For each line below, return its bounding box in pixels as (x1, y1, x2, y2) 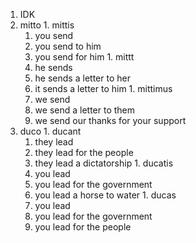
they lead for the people (34, 147, 134, 158)
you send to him (34, 40, 102, 52)
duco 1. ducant (19, 125, 82, 137)
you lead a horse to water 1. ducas (34, 189, 177, 201)
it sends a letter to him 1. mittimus (34, 83, 173, 94)
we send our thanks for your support (34, 115, 187, 126)
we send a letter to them (34, 104, 136, 116)
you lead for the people (34, 221, 132, 233)
